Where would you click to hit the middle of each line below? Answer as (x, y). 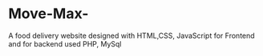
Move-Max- (49, 14)
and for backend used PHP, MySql (65, 43)
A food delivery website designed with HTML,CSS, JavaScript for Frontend (131, 35)
